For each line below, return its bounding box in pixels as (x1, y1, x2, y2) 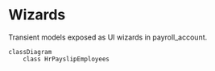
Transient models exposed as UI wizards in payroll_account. (8, 32, 208, 42)
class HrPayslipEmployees (23, 55, 110, 63)
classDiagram (8, 48, 52, 56)
